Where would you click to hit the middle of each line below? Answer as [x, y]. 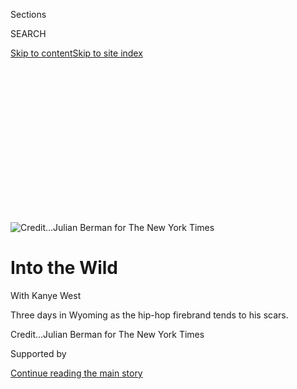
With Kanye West [46, 295]
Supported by [38, 353]
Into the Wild [64, 268]
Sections [28, 14]
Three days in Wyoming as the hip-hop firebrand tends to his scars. [149, 315]
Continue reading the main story [76, 373]
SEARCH [28, 33]
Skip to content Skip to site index [76, 53]
